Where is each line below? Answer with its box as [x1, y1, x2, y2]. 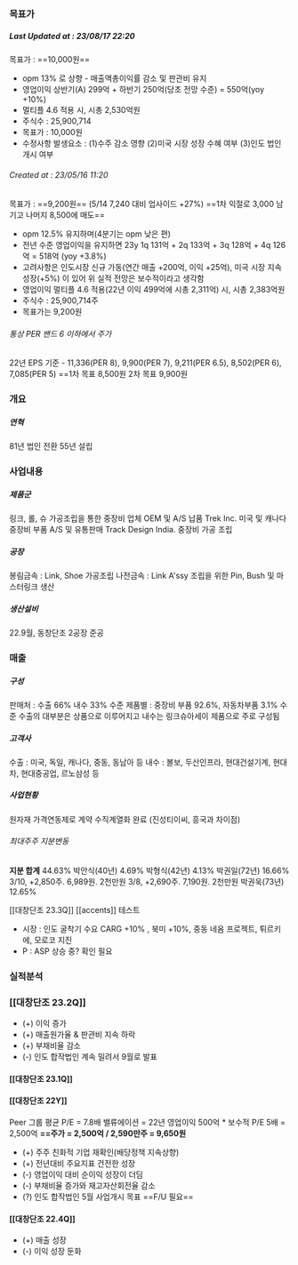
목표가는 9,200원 [21, 307, 83, 317]
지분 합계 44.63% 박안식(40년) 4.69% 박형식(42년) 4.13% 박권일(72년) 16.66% [9, 865, 290, 877]
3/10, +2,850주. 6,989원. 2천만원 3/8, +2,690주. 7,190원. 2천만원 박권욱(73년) [9, 877, 285, 887]
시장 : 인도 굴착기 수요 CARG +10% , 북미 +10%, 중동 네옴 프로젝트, [21, 924, 258, 934]
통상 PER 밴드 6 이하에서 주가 [9, 328, 112, 339]
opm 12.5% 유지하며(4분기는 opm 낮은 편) [21, 228, 172, 239]
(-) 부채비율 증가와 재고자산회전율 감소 [21, 1181, 156, 1191]
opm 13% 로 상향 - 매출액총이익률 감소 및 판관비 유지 [21, 73, 207, 84]
